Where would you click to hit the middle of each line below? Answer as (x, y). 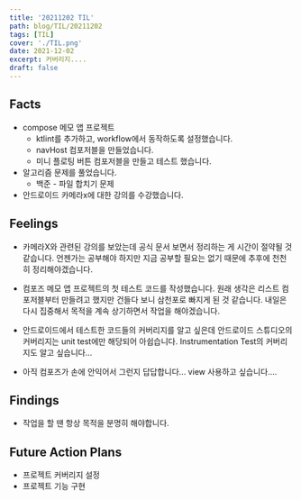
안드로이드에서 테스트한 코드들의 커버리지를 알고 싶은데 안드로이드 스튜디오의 (157, 330)
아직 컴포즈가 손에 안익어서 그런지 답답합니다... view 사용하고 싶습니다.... (150, 371)
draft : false (34, 68)
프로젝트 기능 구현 (54, 486)
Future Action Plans (66, 452)
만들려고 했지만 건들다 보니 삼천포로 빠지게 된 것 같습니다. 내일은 (174, 299)
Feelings (34, 224)
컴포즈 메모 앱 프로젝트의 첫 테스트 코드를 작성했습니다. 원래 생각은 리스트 (151, 288)
